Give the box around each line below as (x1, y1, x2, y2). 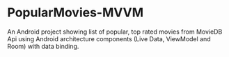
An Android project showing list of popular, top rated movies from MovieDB (7, 27, 223, 36)
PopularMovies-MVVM (7, 5, 144, 21)
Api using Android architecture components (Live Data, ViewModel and (7, 34, 211, 43)
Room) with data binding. (7, 42, 79, 50)
